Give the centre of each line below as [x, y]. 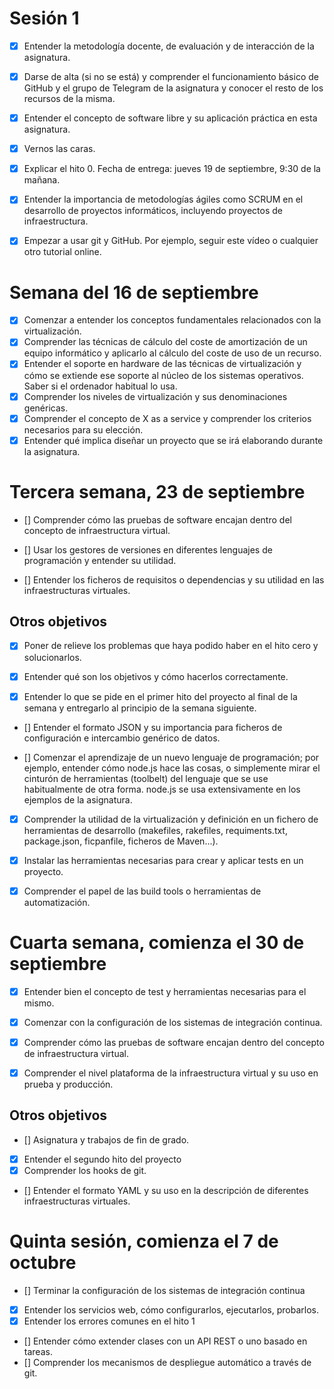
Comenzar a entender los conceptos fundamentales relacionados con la [172, 320]
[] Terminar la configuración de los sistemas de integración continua [164, 1290]
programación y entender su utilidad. [100, 560]
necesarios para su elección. [83, 429]
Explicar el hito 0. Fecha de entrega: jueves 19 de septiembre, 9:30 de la [172, 169]
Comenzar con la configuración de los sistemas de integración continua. [173, 1022]
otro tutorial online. [62, 252]
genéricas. [46, 408]
